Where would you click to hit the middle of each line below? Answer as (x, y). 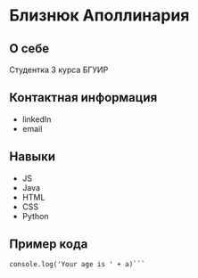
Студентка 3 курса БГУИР (59, 69)
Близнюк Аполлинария (99, 16)
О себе (29, 49)
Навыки (33, 157)
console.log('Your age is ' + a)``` (77, 265)
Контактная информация (83, 98)
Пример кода (49, 245)
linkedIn (37, 119)
